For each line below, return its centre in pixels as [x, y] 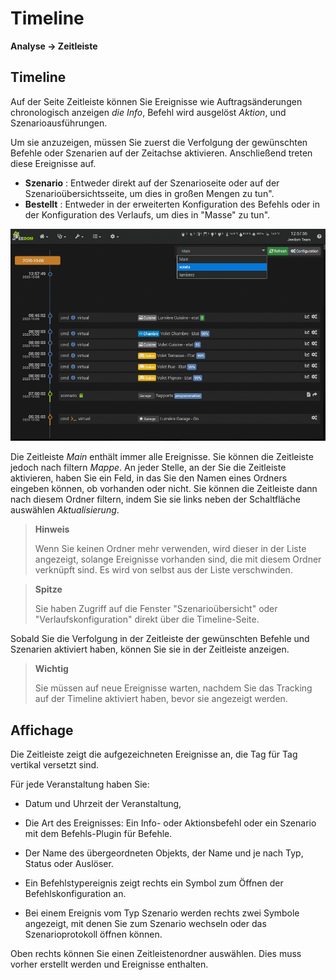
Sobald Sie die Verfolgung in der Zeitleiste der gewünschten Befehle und [160, 639]
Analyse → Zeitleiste [54, 46]
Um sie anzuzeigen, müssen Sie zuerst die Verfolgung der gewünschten [159, 142]
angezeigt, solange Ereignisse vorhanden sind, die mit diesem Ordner [178, 559]
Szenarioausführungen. [59, 123]
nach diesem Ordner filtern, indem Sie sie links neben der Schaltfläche [155, 499]
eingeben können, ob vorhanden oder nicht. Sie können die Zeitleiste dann [164, 489]
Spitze [48, 589]
